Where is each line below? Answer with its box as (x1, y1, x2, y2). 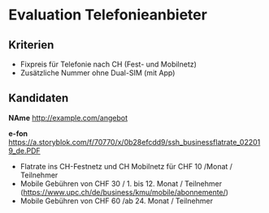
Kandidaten (8, 92, 69, 105)
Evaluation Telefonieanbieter (8, 6, 207, 24)
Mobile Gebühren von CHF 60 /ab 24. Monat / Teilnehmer (20, 196, 214, 206)
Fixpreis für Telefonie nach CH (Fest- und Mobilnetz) (20, 59, 197, 69)
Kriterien (8, 38, 54, 52)
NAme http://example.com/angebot (8, 113, 128, 122)
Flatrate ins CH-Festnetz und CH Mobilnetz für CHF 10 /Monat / (20, 161, 233, 171)
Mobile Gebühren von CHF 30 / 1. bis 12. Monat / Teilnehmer (20, 178, 222, 188)
